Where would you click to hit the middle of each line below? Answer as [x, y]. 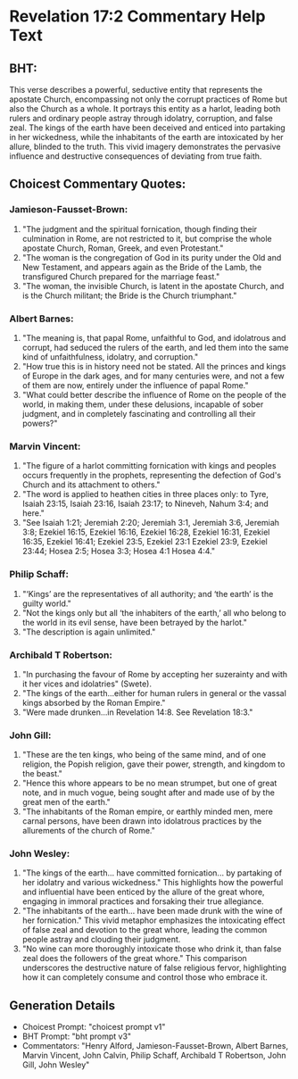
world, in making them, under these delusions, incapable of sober [143, 404]
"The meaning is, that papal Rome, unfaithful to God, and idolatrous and [154, 337]
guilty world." [46, 603]
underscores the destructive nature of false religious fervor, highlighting [154, 968]
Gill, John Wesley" [56, 1065]
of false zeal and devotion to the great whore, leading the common [145, 930]
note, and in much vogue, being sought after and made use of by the [148, 793]
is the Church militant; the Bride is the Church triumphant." [129, 295]
